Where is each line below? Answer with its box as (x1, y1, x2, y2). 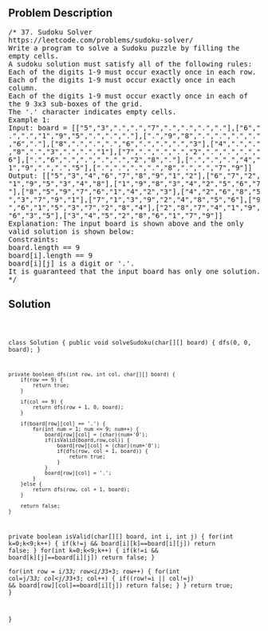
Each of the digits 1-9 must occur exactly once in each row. (8, 67, 257, 77)
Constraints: (8, 235, 60, 244)
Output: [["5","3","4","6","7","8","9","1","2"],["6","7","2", (8, 171, 261, 180)
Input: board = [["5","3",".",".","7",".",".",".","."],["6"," (8, 123, 261, 132)
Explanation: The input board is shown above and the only (8, 219, 245, 228)
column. (8, 83, 38, 93)
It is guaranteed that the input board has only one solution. (8, 266, 261, 276)
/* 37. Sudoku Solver (8, 27, 93, 37)
